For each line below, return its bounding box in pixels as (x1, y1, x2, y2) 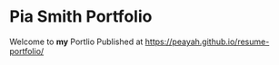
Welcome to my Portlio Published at (9, 36, 144, 47)
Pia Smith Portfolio (9, 6, 153, 27)
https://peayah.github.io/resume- (144, 36, 270, 47)
